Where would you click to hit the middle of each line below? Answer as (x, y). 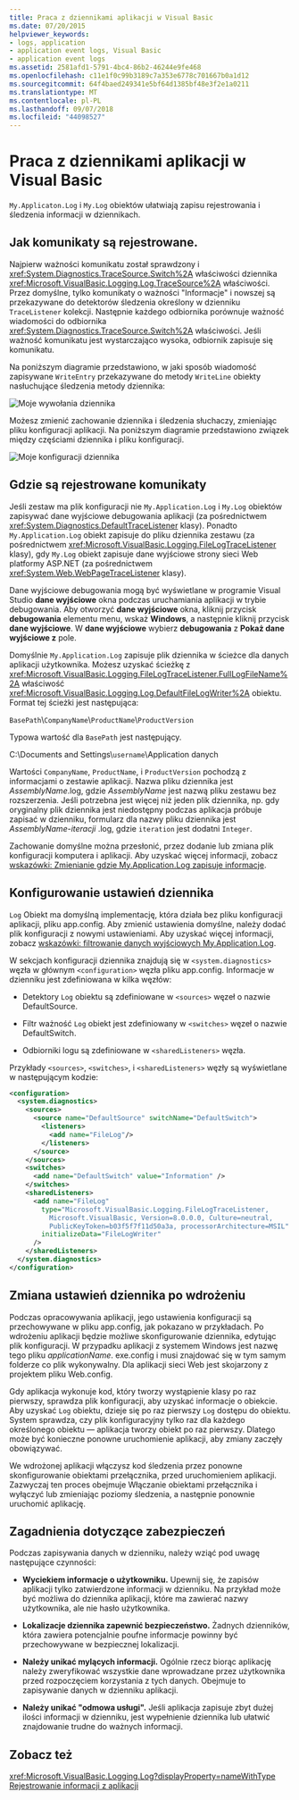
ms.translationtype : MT (54, 92)
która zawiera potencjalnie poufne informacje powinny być (130, 1635)
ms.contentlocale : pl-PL (55, 100)
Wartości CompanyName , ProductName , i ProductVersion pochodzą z (128, 771)
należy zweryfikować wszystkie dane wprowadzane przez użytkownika (154, 1671)
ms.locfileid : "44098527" (57, 117)
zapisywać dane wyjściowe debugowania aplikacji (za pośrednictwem (138, 515)
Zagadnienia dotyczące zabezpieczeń (117, 1532)
